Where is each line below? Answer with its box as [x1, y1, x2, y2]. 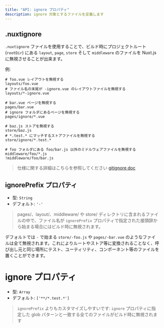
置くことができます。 [5, 253, 48, 259]
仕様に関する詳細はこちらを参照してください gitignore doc [17, 165, 136, 171]
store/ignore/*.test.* [5, 138, 52, 143]
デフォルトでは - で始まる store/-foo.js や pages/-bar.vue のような [5, 234, 143, 240]
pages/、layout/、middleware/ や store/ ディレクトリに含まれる [17, 211, 146, 217]
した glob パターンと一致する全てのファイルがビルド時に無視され [21, 312, 153, 318]
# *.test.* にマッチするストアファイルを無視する [5, 133, 95, 138]
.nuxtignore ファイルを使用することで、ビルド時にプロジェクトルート [5, 44, 146, 50]
